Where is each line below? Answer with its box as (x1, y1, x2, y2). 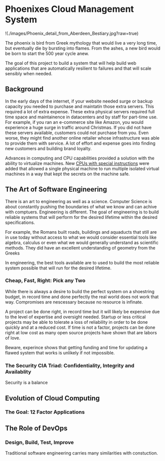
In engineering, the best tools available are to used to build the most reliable (5, 259, 160, 265)
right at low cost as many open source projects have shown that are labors (5, 329, 157, 335)
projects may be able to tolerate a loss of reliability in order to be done (5, 319, 148, 325)
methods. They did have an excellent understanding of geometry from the (5, 245, 156, 251)
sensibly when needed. (5, 70, 53, 76)
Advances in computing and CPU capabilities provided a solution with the (5, 155, 155, 161)
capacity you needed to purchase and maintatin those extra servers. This (5, 103, 154, 109)
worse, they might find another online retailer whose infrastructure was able (5, 135, 160, 141)
